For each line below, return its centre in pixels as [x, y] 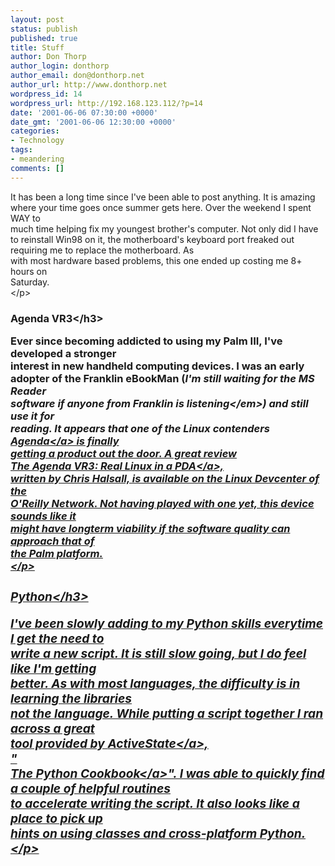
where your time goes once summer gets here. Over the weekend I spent [161, 207]
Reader [28, 391]
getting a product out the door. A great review [123, 453]
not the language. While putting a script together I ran [167, 713]
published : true [44, 38]
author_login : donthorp [60, 66]
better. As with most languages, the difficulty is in [155, 683]
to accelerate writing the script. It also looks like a [155, 803]
